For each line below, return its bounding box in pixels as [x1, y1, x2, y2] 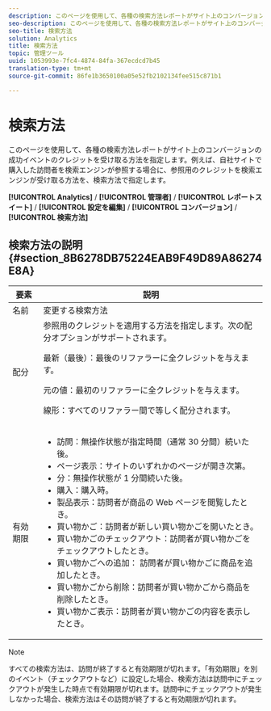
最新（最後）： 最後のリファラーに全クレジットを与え [43, 352, 241, 364]
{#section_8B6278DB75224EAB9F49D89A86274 [8, 251, 262, 265]
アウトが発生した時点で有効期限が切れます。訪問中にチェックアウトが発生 [15, 684, 262, 694]
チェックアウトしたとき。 [56, 545, 154, 557]
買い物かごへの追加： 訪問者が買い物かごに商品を [56, 557, 245, 569]
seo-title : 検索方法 [8, 27, 73, 35]
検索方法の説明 [8, 238, 83, 251]
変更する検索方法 [43, 305, 108, 316]
